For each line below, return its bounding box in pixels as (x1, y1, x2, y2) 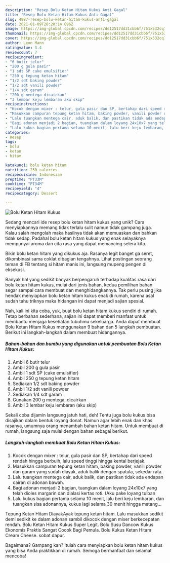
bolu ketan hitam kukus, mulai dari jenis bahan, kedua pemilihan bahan (5, 282, 153, 288)
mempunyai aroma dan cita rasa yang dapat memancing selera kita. (5, 240, 147, 246)
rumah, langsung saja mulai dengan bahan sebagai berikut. (5, 428, 129, 434)
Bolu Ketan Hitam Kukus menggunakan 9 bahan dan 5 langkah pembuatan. (5, 324, 161, 330)
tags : (5, 139, 17, 144)
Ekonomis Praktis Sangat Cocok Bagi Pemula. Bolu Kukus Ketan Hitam (5, 527, 152, 533)
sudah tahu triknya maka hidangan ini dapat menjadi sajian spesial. (5, 297, 145, 304)
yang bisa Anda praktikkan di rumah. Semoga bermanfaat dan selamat (5, 547, 152, 553)
